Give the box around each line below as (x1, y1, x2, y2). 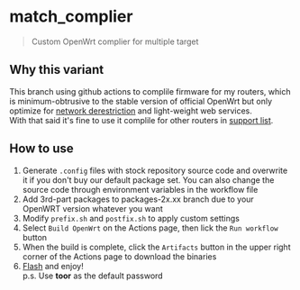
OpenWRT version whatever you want (22, 203, 164, 213)
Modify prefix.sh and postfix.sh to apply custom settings (22, 213, 241, 223)
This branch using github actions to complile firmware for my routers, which (9, 86, 291, 96)
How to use (9, 141, 74, 157)
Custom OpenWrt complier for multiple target (31, 36, 199, 47)
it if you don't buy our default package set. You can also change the (22, 174, 275, 186)
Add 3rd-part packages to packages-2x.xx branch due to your (22, 194, 254, 204)
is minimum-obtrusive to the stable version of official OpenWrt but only (9, 95, 273, 106)
